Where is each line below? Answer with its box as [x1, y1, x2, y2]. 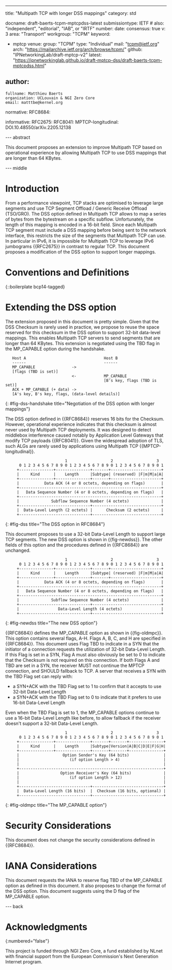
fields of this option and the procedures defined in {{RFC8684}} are [5, 542, 148, 548]
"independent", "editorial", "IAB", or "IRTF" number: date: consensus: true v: [5, 26, 166, 31]
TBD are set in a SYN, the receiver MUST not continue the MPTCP [5, 662, 145, 669]
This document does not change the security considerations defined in [5, 836, 155, 843]
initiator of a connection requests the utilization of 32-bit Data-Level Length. [5, 646, 166, 652]
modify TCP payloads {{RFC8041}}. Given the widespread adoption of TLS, [5, 437, 164, 443]
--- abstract [5, 134, 31, 140]
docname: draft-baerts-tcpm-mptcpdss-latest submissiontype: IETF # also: [5, 20, 164, 26]
